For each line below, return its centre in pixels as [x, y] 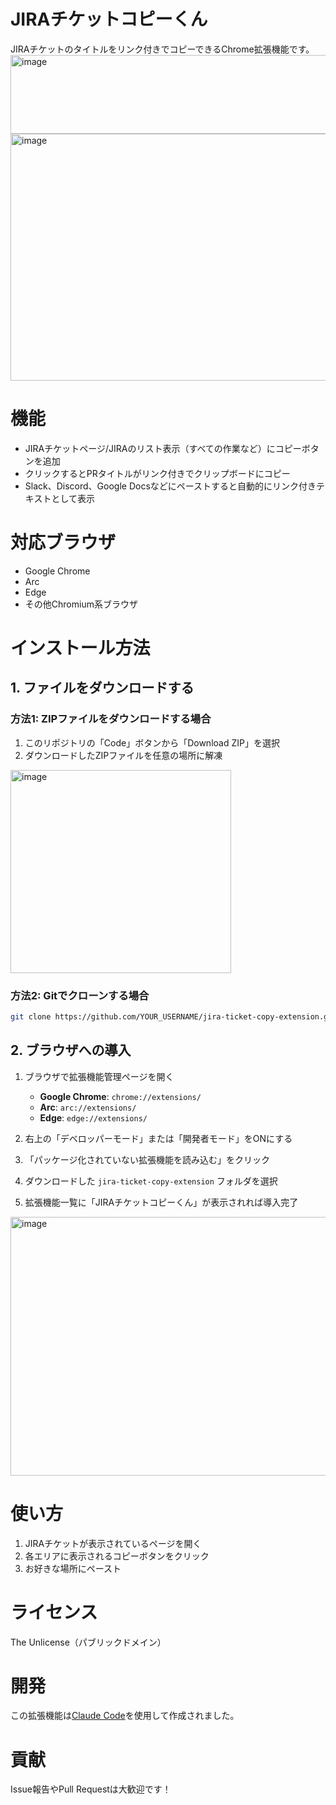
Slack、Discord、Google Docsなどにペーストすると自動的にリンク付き [170, 486]
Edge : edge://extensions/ [93, 1117]
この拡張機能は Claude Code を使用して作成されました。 [125, 1716]
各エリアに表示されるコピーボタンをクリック [117, 1556]
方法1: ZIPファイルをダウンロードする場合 [111, 719]
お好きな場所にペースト [73, 1568]
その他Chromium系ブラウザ [81, 604]
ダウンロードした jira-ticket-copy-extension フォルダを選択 [151, 1181]
